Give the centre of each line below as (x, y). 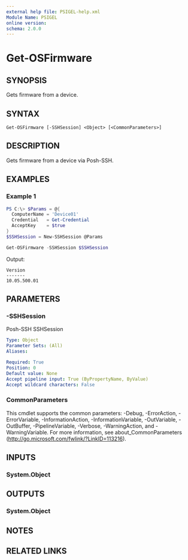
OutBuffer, (19, 426)
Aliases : (17, 352)
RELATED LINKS (37, 551)
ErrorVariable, (23, 419)
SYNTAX (23, 114)
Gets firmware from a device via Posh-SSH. (60, 160)
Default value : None (32, 373)
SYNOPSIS (27, 80)
